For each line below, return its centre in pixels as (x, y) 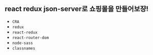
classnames (24, 48)
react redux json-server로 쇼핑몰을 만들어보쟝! (76, 9)
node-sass (23, 43)
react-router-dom (30, 37)
